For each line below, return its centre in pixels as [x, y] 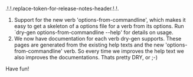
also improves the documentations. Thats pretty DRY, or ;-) [86, 57]
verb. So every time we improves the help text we [124, 51]
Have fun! [17, 69]
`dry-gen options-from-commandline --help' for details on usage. [94, 32]
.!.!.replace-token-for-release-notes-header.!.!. [62, 9]
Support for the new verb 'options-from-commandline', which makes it [100, 20]
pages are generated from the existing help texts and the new [89, 45]
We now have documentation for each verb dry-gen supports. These [98, 38]
